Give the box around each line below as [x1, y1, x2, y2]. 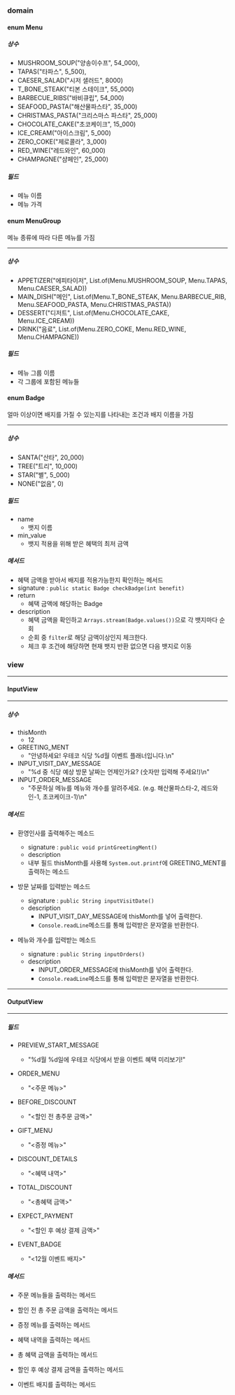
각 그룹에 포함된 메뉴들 [17, 377, 80, 385]
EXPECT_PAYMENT [17, 1211, 74, 1221]
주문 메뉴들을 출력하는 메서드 [17, 1291, 97, 1300]
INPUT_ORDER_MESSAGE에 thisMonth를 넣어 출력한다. [38, 965, 194, 974]
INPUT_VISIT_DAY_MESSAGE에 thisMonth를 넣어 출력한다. [38, 912, 203, 921]
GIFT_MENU [17, 1127, 53, 1135]
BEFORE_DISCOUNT [17, 1098, 77, 1106]
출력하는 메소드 [27, 867, 70, 876]
